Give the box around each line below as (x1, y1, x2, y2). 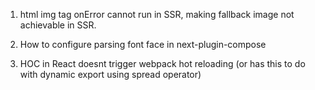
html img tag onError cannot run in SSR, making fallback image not (19, 9, 295, 20)
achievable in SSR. (19, 19, 97, 31)
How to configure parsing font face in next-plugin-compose (19, 39, 267, 50)
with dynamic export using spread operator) (19, 69, 202, 80)
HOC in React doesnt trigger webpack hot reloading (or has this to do (19, 58, 306, 69)
